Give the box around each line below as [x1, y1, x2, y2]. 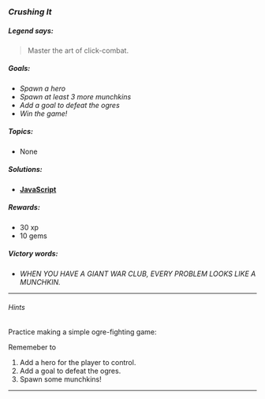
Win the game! [19, 109, 68, 118]
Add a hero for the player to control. [19, 357, 136, 367]
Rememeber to [8, 342, 57, 352]
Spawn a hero [19, 84, 65, 93]
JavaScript [19, 185, 57, 194]
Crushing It [8, 6, 52, 17]
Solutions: [8, 165, 43, 174]
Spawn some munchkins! [19, 374, 103, 384]
